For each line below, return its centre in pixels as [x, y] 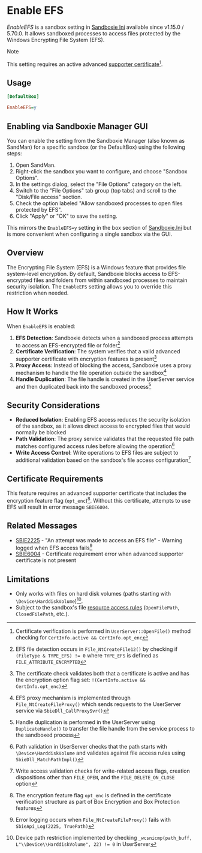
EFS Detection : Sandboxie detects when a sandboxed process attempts [104, 338]
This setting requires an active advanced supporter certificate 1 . [85, 64]
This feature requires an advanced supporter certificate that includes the [97, 493]
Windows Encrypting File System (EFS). [56, 40]
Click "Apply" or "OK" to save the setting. [66, 216]
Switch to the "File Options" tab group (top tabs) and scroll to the [96, 190]
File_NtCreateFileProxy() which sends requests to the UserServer [98, 704]
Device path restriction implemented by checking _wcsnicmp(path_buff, [104, 837]
